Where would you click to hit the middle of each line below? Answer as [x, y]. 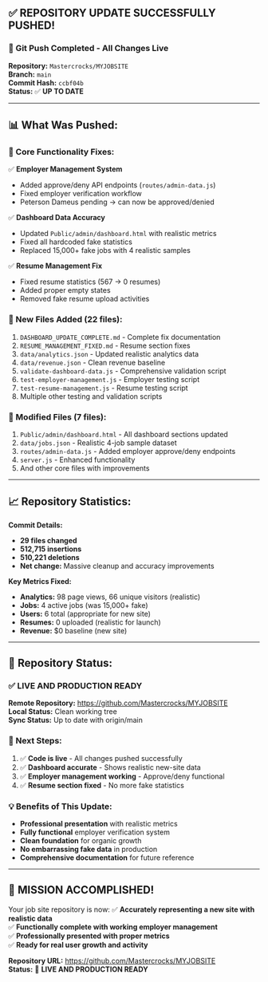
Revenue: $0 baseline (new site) [73, 630]
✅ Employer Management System [65, 169]
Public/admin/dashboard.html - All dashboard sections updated [124, 434]
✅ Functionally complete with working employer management [113, 927]
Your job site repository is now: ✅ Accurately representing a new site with [132, 909]
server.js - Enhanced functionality [77, 459]
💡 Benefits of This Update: [60, 807]
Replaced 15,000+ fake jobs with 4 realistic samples [105, 250]
